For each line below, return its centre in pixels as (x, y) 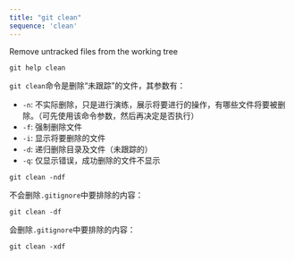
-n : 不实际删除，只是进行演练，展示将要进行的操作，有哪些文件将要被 (150, 105)
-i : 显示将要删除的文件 (64, 138)
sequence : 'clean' (43, 26)
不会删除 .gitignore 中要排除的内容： (76, 195)
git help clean (38, 68)
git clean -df (36, 212)
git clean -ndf (38, 177)
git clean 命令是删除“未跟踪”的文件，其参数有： (97, 85)
